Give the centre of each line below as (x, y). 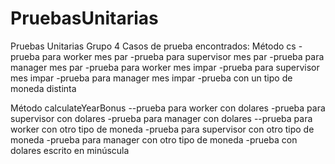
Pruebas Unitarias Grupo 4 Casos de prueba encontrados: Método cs (153, 46)
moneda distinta (43, 88)
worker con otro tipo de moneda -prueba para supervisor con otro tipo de (162, 129)
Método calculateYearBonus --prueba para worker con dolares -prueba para (168, 108)
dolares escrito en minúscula (70, 150)
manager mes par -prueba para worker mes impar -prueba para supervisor (165, 67)
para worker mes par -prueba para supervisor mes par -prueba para (183, 56)
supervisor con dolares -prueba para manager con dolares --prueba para (161, 118)
